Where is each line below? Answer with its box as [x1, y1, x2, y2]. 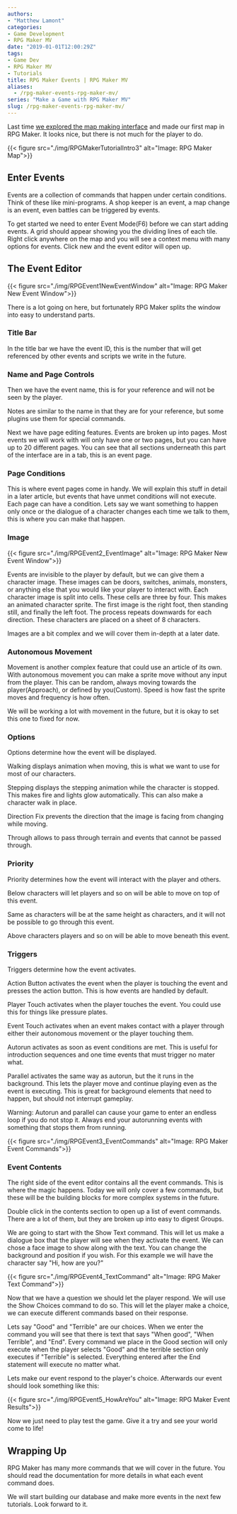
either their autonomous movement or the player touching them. [7, 1029, 194, 1038]
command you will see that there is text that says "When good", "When [7, 1330, 214, 1339]
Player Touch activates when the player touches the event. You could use [7, 1000, 221, 1008]
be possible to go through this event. [7, 917, 115, 926]
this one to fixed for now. [7, 714, 80, 723]
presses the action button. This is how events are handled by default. [7, 986, 209, 995]
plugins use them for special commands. [7, 415, 126, 423]
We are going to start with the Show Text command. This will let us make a [7, 1229, 224, 1237]
